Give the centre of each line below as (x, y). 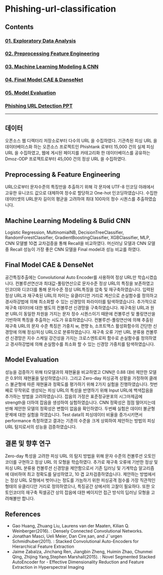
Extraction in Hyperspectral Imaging (48, 567)
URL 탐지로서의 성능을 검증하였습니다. (41, 427)
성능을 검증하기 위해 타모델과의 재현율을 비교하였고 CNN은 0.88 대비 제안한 (76, 372)
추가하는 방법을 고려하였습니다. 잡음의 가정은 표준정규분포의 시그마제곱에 (74, 396)
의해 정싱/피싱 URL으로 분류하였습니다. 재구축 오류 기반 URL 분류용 (81, 332)
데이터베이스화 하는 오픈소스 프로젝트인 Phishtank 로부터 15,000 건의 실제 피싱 (80, 147)
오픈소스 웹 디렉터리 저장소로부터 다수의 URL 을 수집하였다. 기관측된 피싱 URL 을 (81, 141)
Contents (19, 27)
